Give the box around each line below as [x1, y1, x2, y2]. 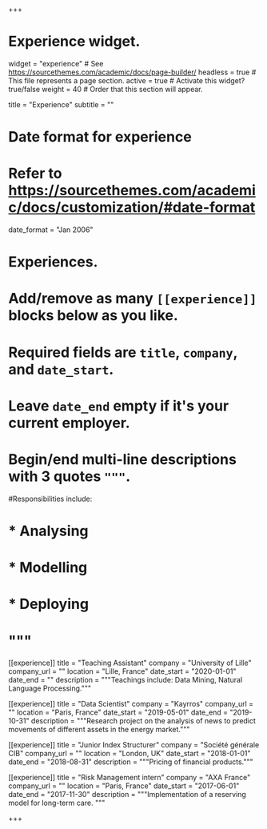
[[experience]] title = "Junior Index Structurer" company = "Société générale [8, 740, 260, 750]
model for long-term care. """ [8, 798, 106, 808]
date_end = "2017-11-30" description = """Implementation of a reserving [8, 790, 246, 799]
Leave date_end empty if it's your [8, 397, 229, 414]
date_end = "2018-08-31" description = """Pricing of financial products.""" [8, 757, 253, 767]
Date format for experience [8, 128, 192, 146]
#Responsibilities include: [8, 494, 93, 503]
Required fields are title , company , [8, 343, 238, 361]
